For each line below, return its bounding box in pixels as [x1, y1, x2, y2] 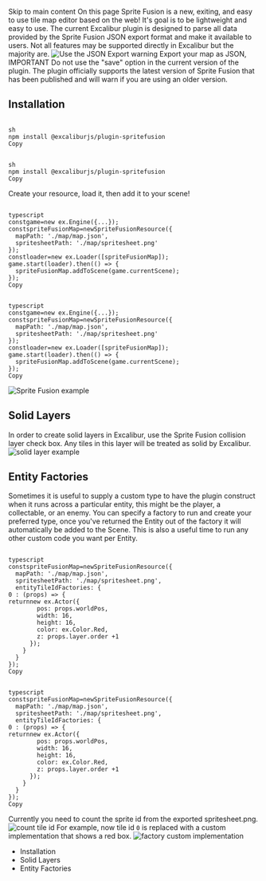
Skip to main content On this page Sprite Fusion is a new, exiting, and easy [8, 7, 253, 16]
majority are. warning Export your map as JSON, [8, 49, 247, 58]
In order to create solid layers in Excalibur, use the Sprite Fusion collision [8, 430, 246, 440]
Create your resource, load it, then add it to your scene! [8, 188, 190, 198]
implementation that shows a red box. [8, 832, 132, 841]
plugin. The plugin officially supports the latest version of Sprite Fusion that [8, 66, 255, 75]
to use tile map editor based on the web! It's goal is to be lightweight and [8, 15, 247, 25]
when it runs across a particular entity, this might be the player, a [8, 500, 221, 509]
